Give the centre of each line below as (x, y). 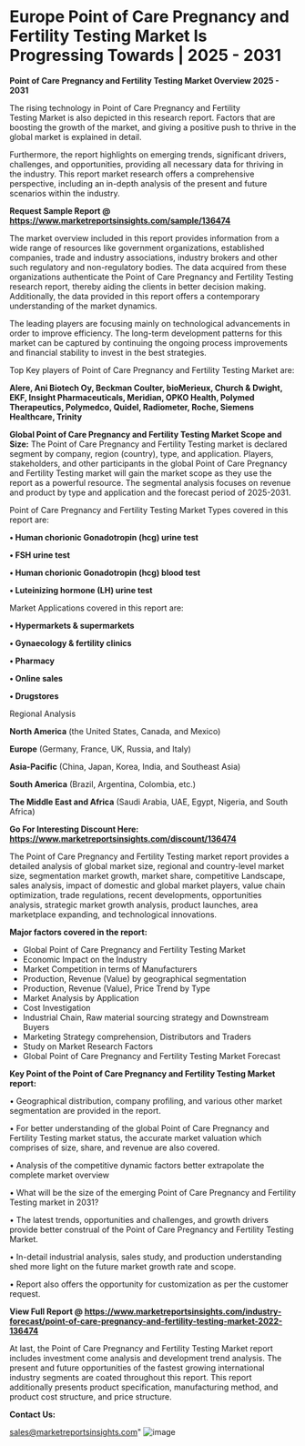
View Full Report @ (46, 1311)
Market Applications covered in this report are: (97, 608)
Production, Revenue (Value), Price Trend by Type (117, 988)
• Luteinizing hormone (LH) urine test (81, 590)
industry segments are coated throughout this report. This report (131, 1377)
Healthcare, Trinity (46, 417)
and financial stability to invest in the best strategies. (108, 352)
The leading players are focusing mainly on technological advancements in (150, 323)
